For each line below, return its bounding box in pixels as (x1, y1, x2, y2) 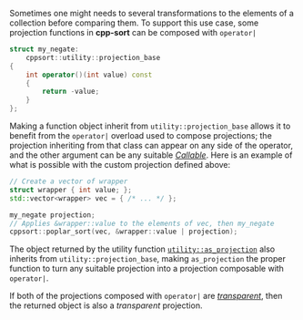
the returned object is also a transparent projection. (9, 300, 203, 311)
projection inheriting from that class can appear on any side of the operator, (9, 140, 294, 150)
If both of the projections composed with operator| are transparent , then (9, 291, 283, 302)
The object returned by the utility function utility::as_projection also (9, 243, 276, 254)
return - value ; (42, 87, 100, 97)
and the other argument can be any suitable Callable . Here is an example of (9, 150, 293, 160)
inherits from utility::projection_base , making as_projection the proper (9, 253, 287, 264)
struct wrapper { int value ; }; (9, 185, 132, 194)
